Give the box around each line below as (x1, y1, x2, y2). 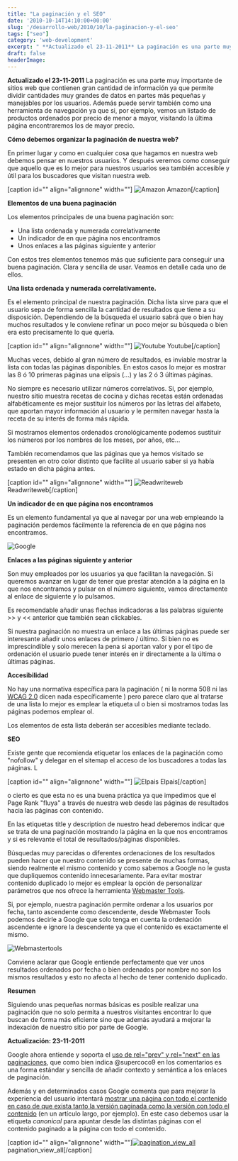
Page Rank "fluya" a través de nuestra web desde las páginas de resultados (7, 799, 229, 807)
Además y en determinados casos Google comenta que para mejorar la (7, 1087, 216, 1095)
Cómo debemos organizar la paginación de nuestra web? (7, 135, 179, 143)
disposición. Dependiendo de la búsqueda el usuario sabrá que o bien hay (7, 313, 224, 321)
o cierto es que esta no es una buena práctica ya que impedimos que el (7, 791, 217, 799)
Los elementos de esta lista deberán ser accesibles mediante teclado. (7, 721, 211, 729)
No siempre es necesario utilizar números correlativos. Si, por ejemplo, (7, 384, 215, 392)
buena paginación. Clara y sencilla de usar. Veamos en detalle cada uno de (7, 262, 227, 271)
